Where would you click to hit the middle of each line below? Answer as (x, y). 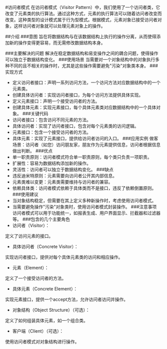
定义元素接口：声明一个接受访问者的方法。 (56, 101)
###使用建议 (25, 194)
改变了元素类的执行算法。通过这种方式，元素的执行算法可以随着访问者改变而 (83, 13)
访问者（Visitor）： (31, 225)
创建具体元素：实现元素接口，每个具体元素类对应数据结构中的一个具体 (84, 107)
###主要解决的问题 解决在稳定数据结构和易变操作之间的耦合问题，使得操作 (82, 53)
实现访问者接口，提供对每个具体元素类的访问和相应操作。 (64, 257)
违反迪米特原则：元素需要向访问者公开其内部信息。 (65, 176)
